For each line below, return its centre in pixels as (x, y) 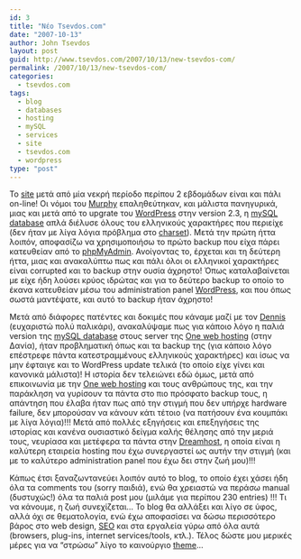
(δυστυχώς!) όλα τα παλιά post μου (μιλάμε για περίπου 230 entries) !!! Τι (148, 498)
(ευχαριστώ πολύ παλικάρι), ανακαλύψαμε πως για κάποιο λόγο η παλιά (147, 326)
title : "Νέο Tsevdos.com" (58, 26)
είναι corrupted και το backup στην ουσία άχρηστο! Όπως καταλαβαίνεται (150, 270)
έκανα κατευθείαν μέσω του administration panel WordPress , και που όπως (150, 290)
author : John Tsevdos (50, 43)
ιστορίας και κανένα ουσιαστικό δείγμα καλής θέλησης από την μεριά (141, 432)
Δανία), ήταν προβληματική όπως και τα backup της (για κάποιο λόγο (141, 346)
